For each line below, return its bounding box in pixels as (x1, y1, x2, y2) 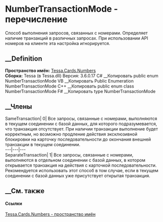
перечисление (5, 14, 68, 25)
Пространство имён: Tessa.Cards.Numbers (5, 67, 96, 73)
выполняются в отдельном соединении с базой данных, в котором (5, 157, 145, 163)
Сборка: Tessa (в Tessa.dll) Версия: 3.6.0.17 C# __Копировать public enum (5, 72, 159, 79)
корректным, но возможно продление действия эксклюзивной (5, 131, 138, 137)
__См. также (5, 187, 45, 195)
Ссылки (5, 200, 23, 206)
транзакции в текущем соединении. (5, 141, 81, 147)
